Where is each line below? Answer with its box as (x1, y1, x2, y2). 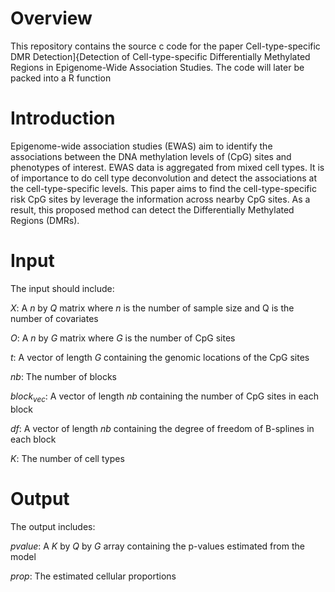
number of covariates (10, 312, 99, 324)
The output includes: (10, 520, 96, 532)
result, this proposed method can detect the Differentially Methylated (10, 203, 295, 216)
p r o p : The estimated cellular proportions (10, 570, 177, 582)
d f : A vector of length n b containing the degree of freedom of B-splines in (10, 422, 315, 434)
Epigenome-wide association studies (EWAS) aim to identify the (10, 140, 273, 152)
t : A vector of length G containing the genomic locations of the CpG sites (10, 351, 310, 363)
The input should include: (10, 282, 115, 294)
